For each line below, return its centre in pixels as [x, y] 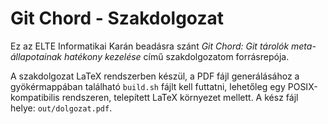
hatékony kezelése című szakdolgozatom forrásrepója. [176, 56]
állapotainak [36, 56]
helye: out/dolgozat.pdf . [61, 108]
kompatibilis [35, 97]
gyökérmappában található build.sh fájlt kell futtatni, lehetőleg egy [148, 86]
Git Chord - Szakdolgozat [117, 18]
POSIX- [302, 86]
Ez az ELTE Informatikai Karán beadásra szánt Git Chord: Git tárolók [150, 46]
